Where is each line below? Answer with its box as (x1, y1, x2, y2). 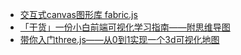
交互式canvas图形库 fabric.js (19, 9, 138, 20)
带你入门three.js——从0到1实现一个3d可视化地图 (19, 34, 220, 45)
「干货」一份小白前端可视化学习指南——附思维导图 (19, 21, 231, 33)
